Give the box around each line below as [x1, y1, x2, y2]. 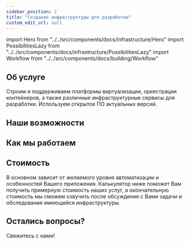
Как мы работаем [6, 138, 76, 148]
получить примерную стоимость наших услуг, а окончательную [6, 186, 169, 194]
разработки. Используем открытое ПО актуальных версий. [6, 100, 157, 107]
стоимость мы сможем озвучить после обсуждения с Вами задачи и [6, 192, 182, 199]
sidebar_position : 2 [6, 8, 58, 15]
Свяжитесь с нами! [6, 232, 55, 239]
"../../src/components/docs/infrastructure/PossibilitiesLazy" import [6, 49, 169, 56]
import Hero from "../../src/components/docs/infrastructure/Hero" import [6, 36, 184, 43]
